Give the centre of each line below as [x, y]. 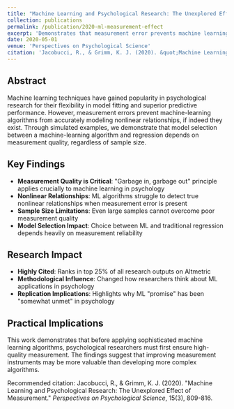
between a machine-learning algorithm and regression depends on [103, 135]
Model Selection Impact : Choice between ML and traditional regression [120, 225]
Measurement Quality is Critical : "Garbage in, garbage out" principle [117, 181]
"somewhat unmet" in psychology [66, 302]
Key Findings [36, 164]
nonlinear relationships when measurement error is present [102, 203]
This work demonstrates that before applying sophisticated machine [105, 340]
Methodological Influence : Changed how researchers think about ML [117, 279]
